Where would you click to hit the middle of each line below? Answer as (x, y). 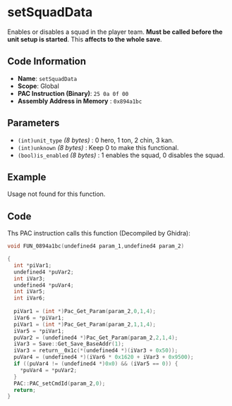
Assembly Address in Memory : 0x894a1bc (80, 101)
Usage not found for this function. (56, 194)
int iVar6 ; (30, 298)
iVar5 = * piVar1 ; (39, 331)
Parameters (33, 123)
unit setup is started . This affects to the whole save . (85, 39)
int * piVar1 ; (33, 265)
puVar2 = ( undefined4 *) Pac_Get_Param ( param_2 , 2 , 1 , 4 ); (96, 338)
